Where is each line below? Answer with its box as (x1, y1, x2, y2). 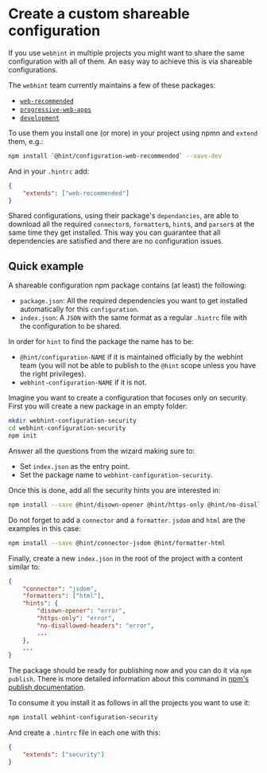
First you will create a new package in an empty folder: (8, 401, 188, 411)
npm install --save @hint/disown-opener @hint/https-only (8, 501, 204, 509)
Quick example (8, 260, 84, 273)
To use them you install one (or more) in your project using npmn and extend (8, 128, 258, 138)
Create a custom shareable (8, 5, 190, 23)
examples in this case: (8, 523, 81, 533)
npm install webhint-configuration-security (8, 713, 158, 721)
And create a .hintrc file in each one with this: (8, 728, 161, 737)
